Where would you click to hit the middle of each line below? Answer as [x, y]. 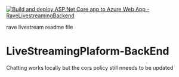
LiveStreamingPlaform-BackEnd [88, 51]
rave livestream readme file [40, 27]
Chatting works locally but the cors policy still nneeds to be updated [90, 67]
